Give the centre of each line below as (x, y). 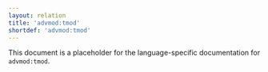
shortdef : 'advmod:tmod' (50, 30)
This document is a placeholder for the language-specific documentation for (134, 53)
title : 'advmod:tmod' (44, 23)
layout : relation (37, 15)
